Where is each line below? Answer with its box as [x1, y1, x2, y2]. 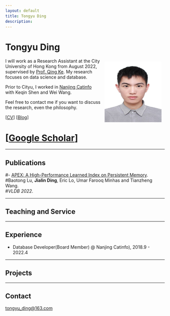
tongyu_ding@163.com [5, 305, 53, 311]
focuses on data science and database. [5, 74, 88, 81]
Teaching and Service [5, 208, 76, 216]
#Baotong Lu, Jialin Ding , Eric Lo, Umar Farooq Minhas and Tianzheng [5, 177, 153, 183]
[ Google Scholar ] [5, 132, 78, 144]
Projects [5, 269, 32, 278]
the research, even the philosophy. [5, 104, 77, 111]
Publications [5, 159, 46, 167]
